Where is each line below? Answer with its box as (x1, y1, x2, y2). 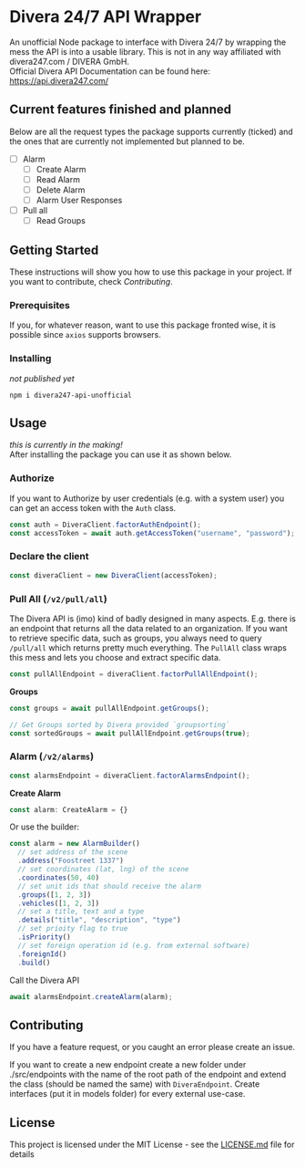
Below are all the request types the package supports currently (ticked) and (9, 126, 293, 137)
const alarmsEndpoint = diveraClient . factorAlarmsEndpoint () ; (9, 771, 250, 780)
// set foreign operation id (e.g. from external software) (17, 941, 250, 950)
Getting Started (9, 242, 99, 257)
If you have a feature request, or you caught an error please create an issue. (9, 1042, 296, 1053)
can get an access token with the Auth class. (9, 502, 177, 513)
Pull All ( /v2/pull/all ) (9, 592, 107, 605)
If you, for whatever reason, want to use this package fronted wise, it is (9, 319, 276, 330)
